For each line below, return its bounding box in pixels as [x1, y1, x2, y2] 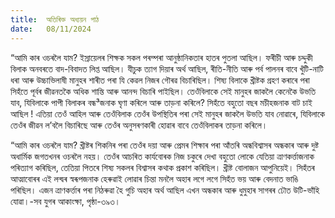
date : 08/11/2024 [10, 24, 92, 34]
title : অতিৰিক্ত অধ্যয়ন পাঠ [10, 14, 100, 25]
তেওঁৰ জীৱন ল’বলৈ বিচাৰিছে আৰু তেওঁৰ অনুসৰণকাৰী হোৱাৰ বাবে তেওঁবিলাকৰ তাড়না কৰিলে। [10, 119, 268, 131]
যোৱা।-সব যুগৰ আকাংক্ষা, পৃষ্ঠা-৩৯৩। [10, 195, 121, 207]
